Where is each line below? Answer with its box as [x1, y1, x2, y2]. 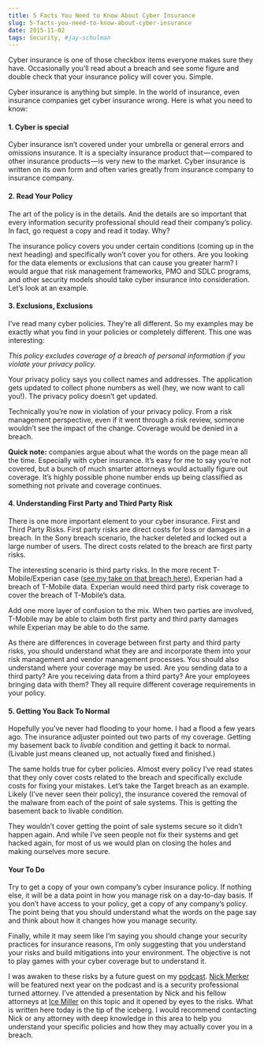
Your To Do [8, 864, 45, 874]
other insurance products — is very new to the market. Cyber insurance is [8, 156, 246, 166]
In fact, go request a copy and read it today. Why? [8, 226, 171, 235]
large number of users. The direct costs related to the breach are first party [8, 542, 253, 551]
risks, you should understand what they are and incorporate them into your [8, 646, 251, 656]
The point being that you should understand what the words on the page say [8, 908, 257, 917]
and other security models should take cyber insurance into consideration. [8, 274, 250, 284]
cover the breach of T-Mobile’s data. [8, 590, 127, 600]
